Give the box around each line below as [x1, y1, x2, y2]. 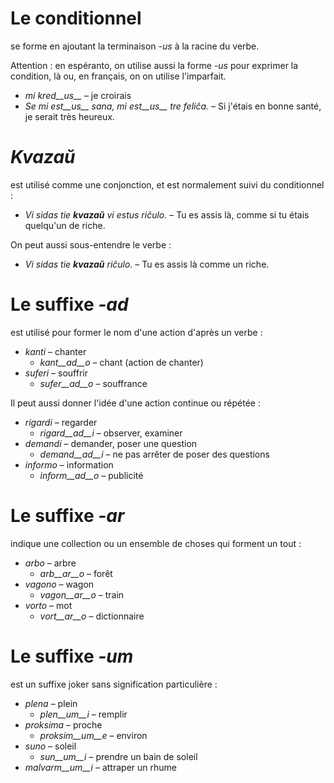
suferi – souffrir [24, 367, 88, 379]
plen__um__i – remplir [39, 708, 128, 720]
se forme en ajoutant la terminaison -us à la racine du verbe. [10, 40, 260, 52]
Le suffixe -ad [10, 293, 129, 316]
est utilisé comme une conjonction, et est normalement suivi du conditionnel [10, 178, 325, 191]
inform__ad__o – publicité [39, 469, 144, 481]
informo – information [24, 458, 114, 471]
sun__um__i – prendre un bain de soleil [39, 750, 198, 762]
